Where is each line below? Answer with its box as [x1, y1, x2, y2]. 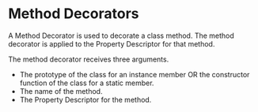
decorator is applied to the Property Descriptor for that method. [8, 39, 215, 48]
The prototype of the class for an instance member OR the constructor [19, 69, 250, 79]
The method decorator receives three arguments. [8, 54, 169, 64]
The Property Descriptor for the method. [19, 95, 152, 104]
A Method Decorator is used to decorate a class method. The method [8, 31, 235, 40]
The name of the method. [19, 86, 103, 95]
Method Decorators [8, 5, 140, 23]
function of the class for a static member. [19, 78, 154, 88]
